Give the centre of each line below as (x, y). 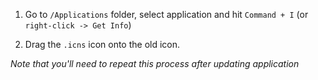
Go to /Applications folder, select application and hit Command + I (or (166, 14)
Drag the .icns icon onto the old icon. (102, 44)
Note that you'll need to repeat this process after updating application (155, 63)
